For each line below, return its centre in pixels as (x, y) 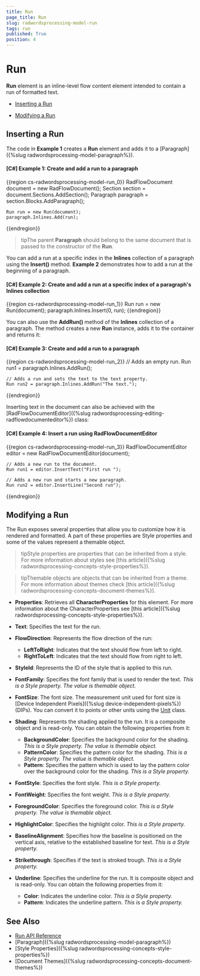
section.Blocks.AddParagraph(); (46, 201)
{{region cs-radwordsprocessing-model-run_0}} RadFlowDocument (90, 182)
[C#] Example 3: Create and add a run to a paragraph (73, 348)
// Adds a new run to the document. (52, 464)
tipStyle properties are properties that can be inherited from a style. (104, 554)
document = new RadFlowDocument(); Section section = (76, 188)
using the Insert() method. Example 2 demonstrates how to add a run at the (99, 264)
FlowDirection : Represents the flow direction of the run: (84, 638)
